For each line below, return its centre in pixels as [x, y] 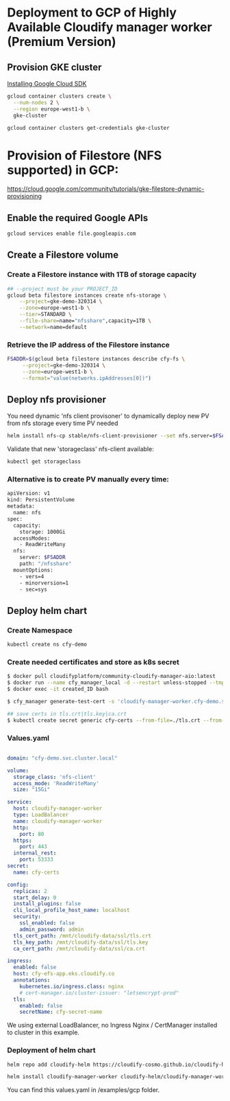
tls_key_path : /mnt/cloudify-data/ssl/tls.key [81, 942]
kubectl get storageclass [44, 462]
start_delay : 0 [35, 898]
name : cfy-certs [36, 872]
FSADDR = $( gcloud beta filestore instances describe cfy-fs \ [96, 359]
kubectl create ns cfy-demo [47, 645]
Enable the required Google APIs [78, 218]
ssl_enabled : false [47, 923]
